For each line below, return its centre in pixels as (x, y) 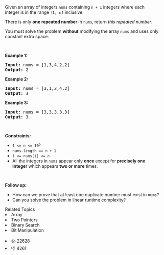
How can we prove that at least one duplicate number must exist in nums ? (85, 195)
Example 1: (16, 55)
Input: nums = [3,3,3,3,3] (37, 112)
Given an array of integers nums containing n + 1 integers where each (75, 7)
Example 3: (17, 103)
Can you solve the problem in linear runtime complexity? (69, 200)
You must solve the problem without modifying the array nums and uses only (82, 31)
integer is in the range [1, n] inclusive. (45, 12)
